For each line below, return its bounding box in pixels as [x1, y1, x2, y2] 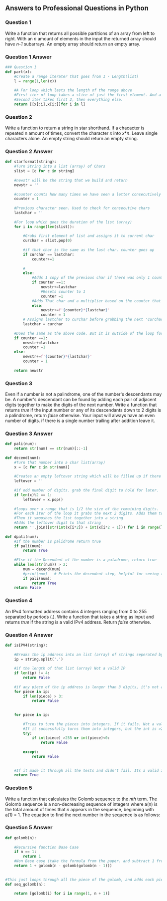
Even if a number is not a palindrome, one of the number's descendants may [5, 391, 162, 397]
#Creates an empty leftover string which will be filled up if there [14, 474, 162, 479]
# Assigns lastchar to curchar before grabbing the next [23, 317, 143, 322]
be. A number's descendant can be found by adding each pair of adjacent [5, 397, 157, 402]
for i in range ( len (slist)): [14, 224, 75, 229]
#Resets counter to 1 [40, 289, 85, 294]
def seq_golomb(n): [5, 882, 46, 887]
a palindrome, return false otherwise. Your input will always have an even [5, 413, 155, 418]
